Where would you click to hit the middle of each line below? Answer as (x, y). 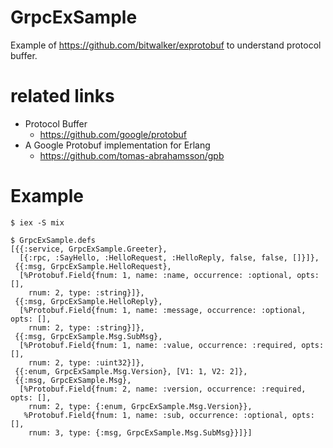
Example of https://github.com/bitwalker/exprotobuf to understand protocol (166, 45)
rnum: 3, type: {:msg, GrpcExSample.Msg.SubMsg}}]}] (140, 432)
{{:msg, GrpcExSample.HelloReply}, (88, 301)
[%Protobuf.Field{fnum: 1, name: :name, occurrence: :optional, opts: (169, 275)
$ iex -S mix (37, 222)
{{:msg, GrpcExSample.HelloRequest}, (93, 266)
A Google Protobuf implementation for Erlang (117, 145)
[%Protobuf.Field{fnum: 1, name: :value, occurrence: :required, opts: (172, 345)
